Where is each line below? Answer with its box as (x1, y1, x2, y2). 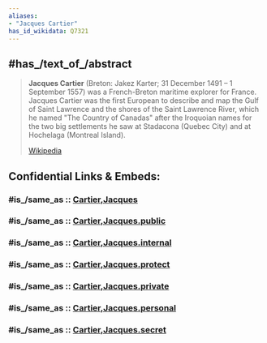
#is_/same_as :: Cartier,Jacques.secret (8, 324, 166, 336)
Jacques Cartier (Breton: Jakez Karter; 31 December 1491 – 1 (28, 79, 233, 88)
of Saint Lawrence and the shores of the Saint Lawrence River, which (28, 105, 260, 114)
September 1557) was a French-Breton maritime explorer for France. (28, 87, 257, 97)
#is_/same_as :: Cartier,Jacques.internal (8, 237, 172, 248)
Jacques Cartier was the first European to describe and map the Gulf (28, 96, 260, 105)
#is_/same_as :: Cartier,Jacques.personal (8, 302, 177, 314)
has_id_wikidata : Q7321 (8, 27, 89, 35)
